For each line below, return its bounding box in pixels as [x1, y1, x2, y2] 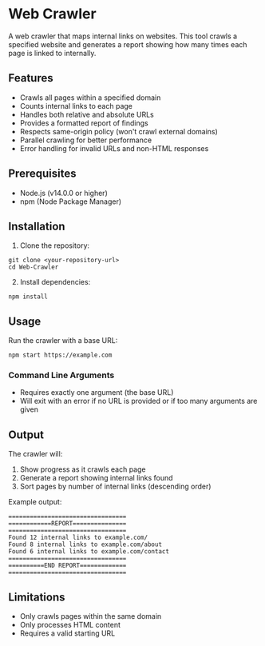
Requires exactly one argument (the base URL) [19, 388, 174, 397]
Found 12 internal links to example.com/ [8, 533, 148, 542]
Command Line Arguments [8, 369, 115, 381]
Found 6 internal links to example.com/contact [8, 548, 170, 556]
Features [8, 71, 53, 85]
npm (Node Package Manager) [19, 197, 122, 206]
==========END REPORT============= [8, 561, 127, 570]
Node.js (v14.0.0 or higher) [19, 188, 108, 197]
